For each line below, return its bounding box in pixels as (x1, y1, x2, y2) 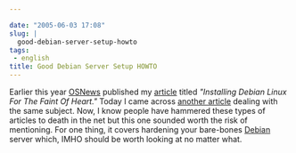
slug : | (9, 28, 38, 38)
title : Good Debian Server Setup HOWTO (9, 62, 158, 71)
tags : (9, 45, 29, 54)
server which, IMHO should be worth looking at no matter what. (9, 134, 243, 144)
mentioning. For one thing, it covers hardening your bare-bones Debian (9, 125, 271, 134)
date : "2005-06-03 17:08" (9, 20, 105, 29)
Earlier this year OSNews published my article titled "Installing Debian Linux (9, 86, 287, 97)
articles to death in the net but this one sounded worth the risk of (9, 115, 248, 125)
